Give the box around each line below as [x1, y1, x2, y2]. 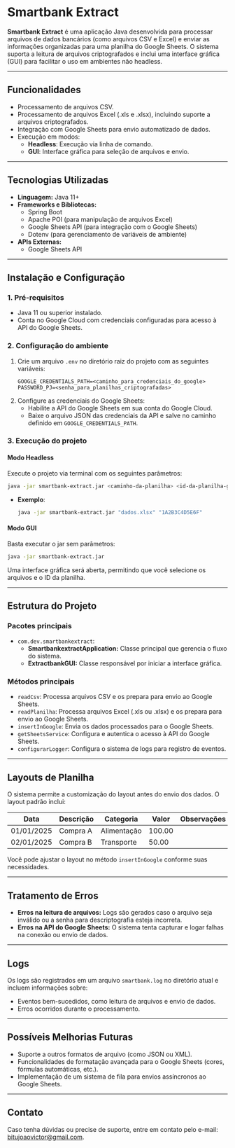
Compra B [59, 838, 92, 848]
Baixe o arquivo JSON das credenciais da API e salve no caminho [27, 411, 217, 420]
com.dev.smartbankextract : [17, 637, 95, 645]
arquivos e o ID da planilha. [7, 573, 86, 581]
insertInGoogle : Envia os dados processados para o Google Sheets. [17, 722, 214, 731]
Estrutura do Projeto [7, 600, 97, 611]
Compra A [59, 826, 92, 836]
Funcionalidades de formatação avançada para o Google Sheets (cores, [17, 1057, 225, 1065]
